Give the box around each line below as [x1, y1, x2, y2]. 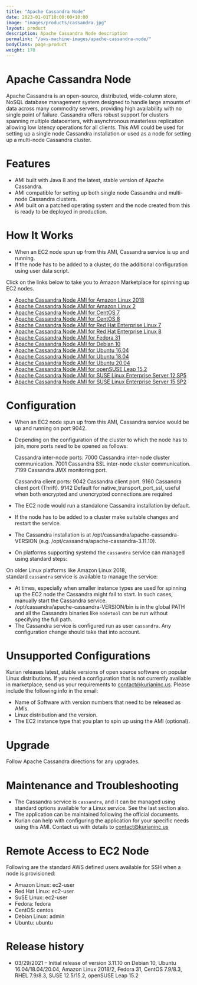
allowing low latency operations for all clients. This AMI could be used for [6, 124, 184, 131]
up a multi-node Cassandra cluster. [6, 136, 92, 143]
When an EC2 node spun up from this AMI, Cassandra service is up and [14, 248, 189, 255]
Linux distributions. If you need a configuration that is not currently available [6, 675, 192, 682]
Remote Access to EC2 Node [6, 844, 149, 858]
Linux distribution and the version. [14, 711, 98, 719]
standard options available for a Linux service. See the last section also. [14, 805, 189, 812]
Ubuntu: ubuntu [14, 919, 53, 926]
